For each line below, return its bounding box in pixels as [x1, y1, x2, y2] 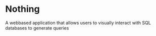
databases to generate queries [5, 25, 69, 31]
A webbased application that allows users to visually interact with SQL [5, 20, 151, 26]
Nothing [5, 3, 40, 15]
